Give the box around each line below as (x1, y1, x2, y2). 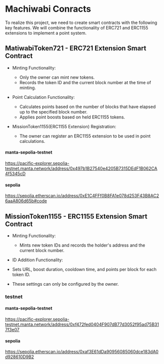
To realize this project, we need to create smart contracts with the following (5, 20, 158, 25)
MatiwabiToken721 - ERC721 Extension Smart (5, 44, 146, 52)
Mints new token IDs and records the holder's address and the (19, 242, 145, 248)
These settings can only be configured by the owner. (12, 281, 119, 287)
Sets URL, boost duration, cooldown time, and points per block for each (12, 266, 157, 272)
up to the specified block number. (19, 109, 88, 114)
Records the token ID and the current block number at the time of (19, 79, 151, 85)
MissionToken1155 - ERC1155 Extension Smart (5, 212, 148, 221)
